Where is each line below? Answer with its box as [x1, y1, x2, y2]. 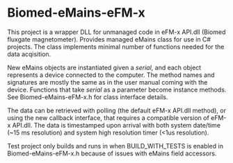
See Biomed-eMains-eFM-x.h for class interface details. [7, 92, 168, 101]
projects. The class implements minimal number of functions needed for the [7, 42, 225, 51]
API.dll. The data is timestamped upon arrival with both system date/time [12, 121, 221, 129]
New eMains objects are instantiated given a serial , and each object [7, 63, 202, 71]
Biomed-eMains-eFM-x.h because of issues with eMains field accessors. [7, 149, 217, 157]
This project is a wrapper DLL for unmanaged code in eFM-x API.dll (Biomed [7, 28, 226, 36]
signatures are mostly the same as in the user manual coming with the [7, 78, 208, 86]
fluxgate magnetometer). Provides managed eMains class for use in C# [7, 35, 211, 43]
